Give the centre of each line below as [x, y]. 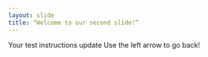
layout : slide [32, 15]
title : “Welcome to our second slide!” [74, 23]
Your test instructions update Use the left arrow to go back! [104, 45]
